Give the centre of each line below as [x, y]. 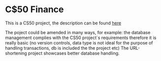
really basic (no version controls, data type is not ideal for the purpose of [79, 42]
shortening [16, 53]
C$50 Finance [34, 10]
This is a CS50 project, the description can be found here [63, 23]
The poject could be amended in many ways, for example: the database [78, 32]
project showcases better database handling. [74, 53]
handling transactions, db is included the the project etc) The [67, 48]
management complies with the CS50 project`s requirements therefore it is [81, 38]
